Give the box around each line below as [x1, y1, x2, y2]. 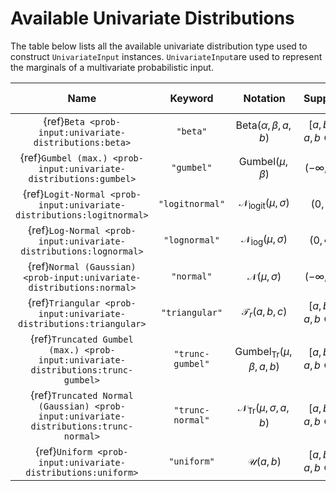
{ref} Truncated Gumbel [30, 332, 134, 346]
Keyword [169, 91, 214, 105]
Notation [243, 91, 286, 105]
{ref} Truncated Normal [30, 388, 134, 402]
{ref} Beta [43, 114, 85, 128]
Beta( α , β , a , [235, 118, 292, 132]
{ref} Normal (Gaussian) [28, 259, 137, 273]
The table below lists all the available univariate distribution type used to [10, 40, 308, 52]
